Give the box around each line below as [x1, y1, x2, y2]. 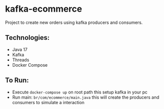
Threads [12, 57, 29, 63]
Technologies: [5, 34, 50, 42]
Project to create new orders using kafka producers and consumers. [5, 19, 143, 25]
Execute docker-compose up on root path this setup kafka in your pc [12, 89, 148, 95]
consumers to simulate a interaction [12, 99, 85, 105]
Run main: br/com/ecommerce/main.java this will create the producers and [12, 94, 160, 100]
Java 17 [12, 46, 28, 52]
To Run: [5, 76, 29, 85]
